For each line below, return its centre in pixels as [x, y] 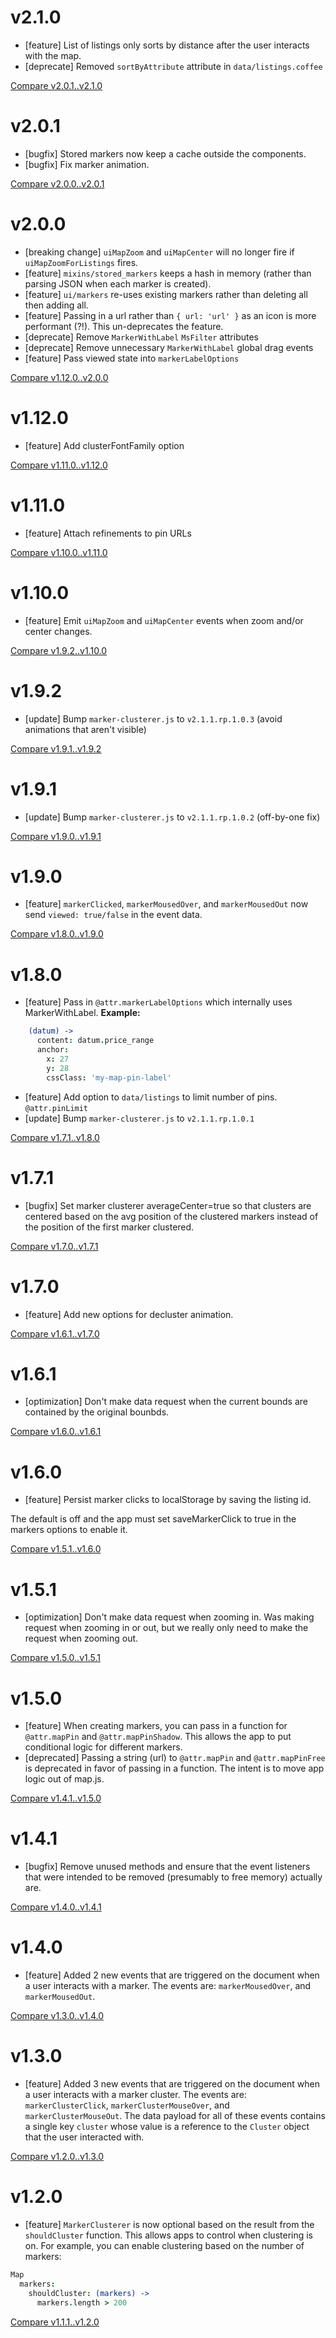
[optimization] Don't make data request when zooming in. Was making [169, 1617]
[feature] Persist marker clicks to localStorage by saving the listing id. [168, 1500]
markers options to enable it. [69, 1530]
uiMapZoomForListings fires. [81, 262]
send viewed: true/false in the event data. [113, 915]
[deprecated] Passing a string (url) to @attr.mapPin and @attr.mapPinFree [175, 1758]
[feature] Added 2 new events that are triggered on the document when [172, 1975]
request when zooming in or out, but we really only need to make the [166, 1628]
